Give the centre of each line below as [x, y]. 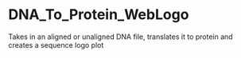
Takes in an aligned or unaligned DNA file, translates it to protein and [120, 37]
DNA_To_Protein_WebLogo [99, 15]
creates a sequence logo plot [56, 44]
